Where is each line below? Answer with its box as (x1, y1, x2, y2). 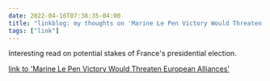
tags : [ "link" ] (8, 26, 60, 34)
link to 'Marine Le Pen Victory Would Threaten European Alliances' (8, 64, 230, 74)
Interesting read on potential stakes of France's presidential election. (8, 49, 237, 59)
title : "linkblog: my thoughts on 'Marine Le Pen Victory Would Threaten (8, 19, 263, 27)
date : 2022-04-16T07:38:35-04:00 (8, 11, 121, 20)
